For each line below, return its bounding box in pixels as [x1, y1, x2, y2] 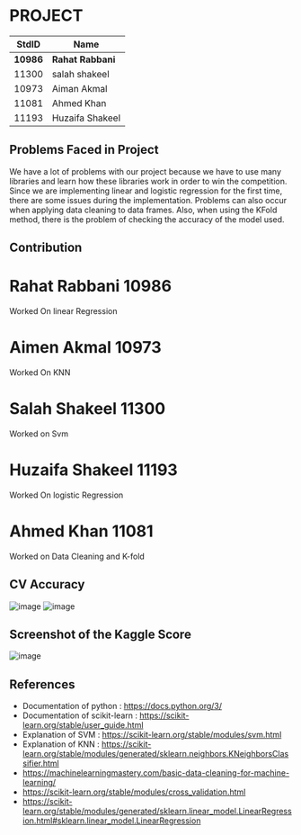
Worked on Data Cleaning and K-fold [9, 551, 146, 561]
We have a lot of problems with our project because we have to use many [9, 166, 281, 176]
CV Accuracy [9, 577, 85, 592]
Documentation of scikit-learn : [22, 710, 137, 721]
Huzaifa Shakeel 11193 [9, 460, 178, 480]
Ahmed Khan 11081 [9, 521, 155, 542]
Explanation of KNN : [22, 739, 101, 750]
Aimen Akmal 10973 [9, 337, 162, 358]
